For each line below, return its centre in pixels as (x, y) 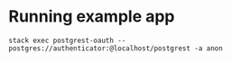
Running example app (92, 17)
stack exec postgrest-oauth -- (67, 40)
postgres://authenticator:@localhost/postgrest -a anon (116, 48)
